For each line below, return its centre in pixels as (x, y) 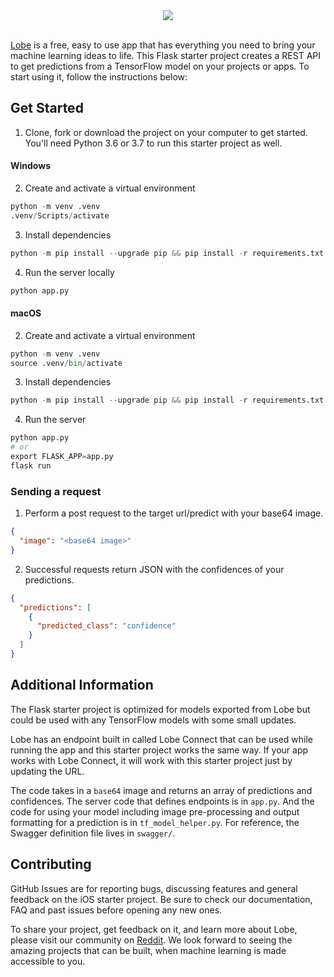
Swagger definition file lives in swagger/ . (93, 833)
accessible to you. (48, 961)
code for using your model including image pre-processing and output (155, 811)
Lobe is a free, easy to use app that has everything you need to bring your (163, 45)
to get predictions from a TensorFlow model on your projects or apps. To (160, 66)
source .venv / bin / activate (66, 363)
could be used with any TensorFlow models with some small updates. (153, 720)
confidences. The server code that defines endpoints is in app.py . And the (162, 801)
